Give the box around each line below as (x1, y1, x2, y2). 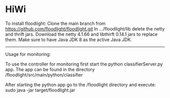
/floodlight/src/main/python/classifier (5, 72, 83, 78)
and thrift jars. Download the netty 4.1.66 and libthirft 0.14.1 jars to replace (5, 31, 158, 37)
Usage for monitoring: (5, 51, 51, 57)
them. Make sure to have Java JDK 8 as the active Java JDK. (5, 37, 133, 43)
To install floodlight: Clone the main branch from (5, 20, 106, 26)
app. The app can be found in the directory (5, 66, 95, 72)
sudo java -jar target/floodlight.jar (5, 87, 75, 93)
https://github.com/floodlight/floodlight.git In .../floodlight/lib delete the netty (5, 25, 165, 31)
